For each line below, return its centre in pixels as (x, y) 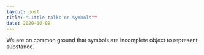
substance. (21, 47)
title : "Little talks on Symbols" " (52, 18)
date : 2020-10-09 (28, 23)
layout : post (23, 12)
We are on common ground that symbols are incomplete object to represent (102, 40)
